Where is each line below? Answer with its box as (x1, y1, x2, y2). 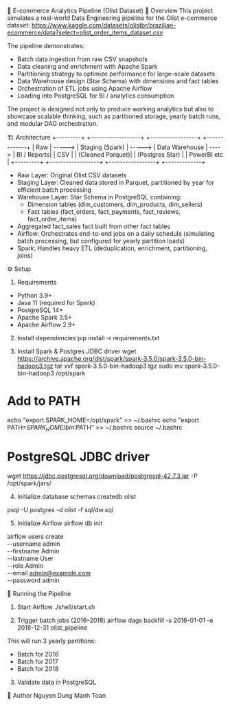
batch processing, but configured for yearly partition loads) (16, 237, 185, 245)
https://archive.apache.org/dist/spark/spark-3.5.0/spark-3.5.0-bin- (16, 355, 207, 362)
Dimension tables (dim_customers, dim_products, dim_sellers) (27, 200, 203, 208)
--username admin (7, 540, 60, 548)
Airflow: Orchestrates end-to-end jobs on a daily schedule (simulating (16, 230, 215, 237)
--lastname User (7, 554, 54, 562)
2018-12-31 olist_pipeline (16, 623, 88, 632)
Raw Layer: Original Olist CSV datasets (16, 171, 127, 179)
